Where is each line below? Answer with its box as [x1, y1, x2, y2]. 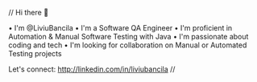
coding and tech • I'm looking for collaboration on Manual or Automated [8, 40, 247, 50]
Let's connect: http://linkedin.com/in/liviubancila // [8, 64, 176, 74]
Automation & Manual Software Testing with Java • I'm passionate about [8, 32, 249, 41]
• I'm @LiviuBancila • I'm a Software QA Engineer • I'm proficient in [8, 23, 233, 32]
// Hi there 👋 [8, 8, 49, 17]
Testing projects [8, 49, 62, 58]
